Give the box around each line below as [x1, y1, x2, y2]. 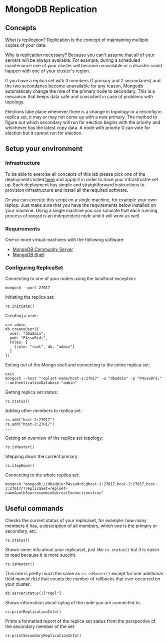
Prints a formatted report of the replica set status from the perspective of [5, 618, 156, 624]
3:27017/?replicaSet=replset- [5, 486, 68, 491]
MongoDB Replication [5, 4, 97, 15]
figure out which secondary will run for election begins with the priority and [5, 119, 160, 125]
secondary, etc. [5, 528, 37, 534]
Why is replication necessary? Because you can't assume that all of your [5, 52, 155, 58]
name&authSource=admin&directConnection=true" [5, 490, 104, 495]
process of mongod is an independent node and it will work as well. [5, 212, 141, 219]
